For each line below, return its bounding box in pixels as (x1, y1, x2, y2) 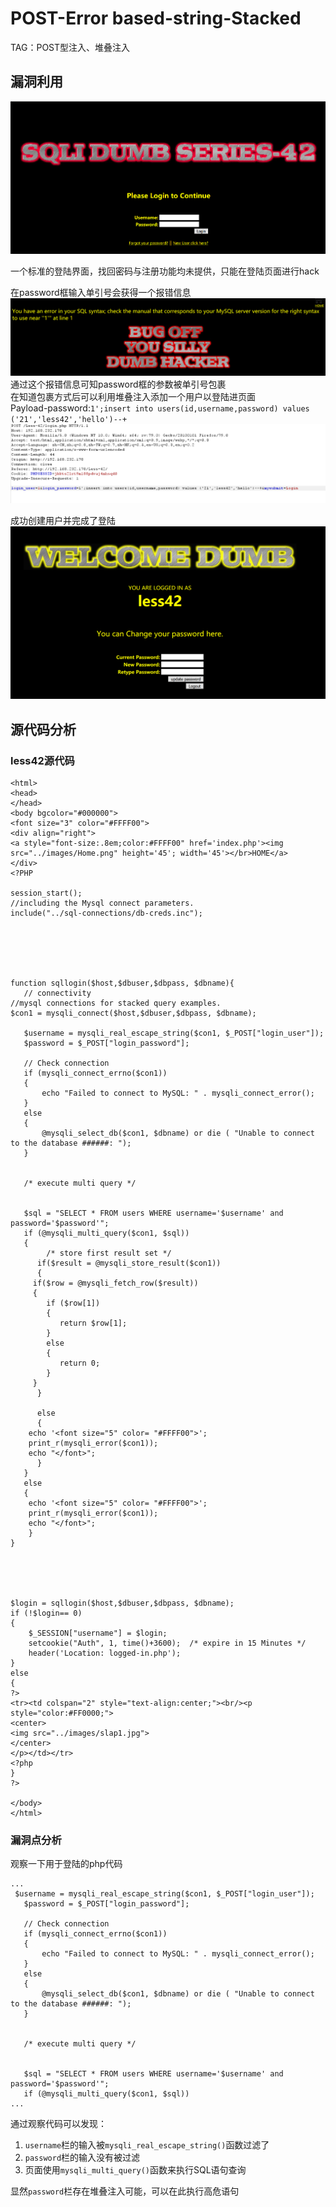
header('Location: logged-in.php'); (28, 1648, 182, 1659)
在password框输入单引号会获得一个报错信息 (10, 286, 192, 298)
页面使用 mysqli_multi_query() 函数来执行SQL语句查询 (24, 2164, 247, 2176)
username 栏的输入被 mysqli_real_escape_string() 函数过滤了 (24, 2139, 270, 2151)
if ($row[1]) (46, 1298, 101, 1309)
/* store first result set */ (46, 1248, 172, 1259)
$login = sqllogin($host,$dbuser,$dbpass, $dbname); (10, 1598, 235, 1609)
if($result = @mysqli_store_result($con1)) (36, 1258, 222, 1269)
